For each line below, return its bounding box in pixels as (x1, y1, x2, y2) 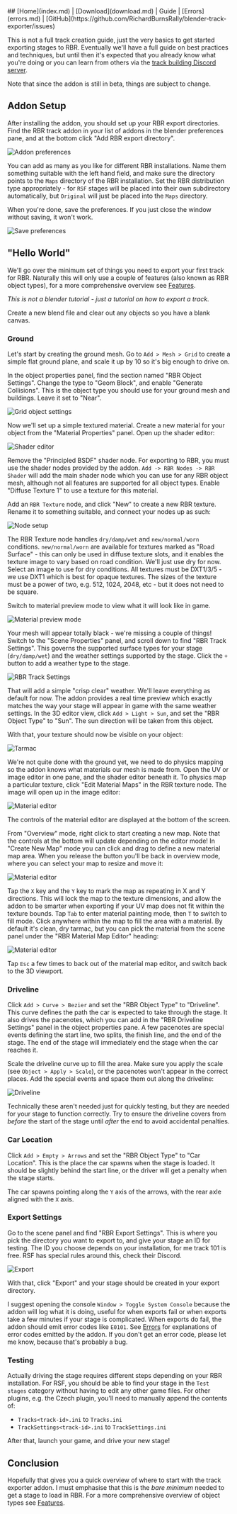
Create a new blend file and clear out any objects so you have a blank (7, 308, 211, 317)
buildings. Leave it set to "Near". (7, 393, 102, 402)
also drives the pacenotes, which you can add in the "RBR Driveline (7, 1016, 204, 1024)
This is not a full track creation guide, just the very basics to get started (7, 35, 215, 44)
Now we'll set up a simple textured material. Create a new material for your (7, 421, 225, 430)
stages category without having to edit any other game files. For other (7, 1386, 211, 1395)
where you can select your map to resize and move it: (7, 859, 164, 868)
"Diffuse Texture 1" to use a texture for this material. (7, 486, 158, 495)
